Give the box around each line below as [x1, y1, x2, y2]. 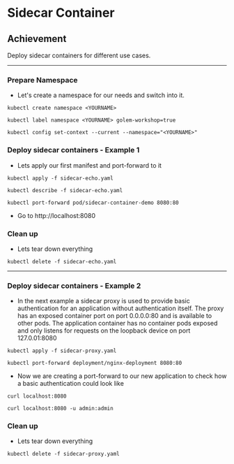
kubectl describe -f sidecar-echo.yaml [7, 187, 123, 194]
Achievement [7, 33, 67, 45]
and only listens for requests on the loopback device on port [17, 326, 191, 335]
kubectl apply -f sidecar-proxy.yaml [7, 347, 117, 354]
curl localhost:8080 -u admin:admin [7, 405, 114, 412]
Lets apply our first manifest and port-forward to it [17, 161, 162, 169]
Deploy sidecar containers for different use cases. [7, 51, 151, 59]
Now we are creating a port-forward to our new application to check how [17, 372, 227, 380]
